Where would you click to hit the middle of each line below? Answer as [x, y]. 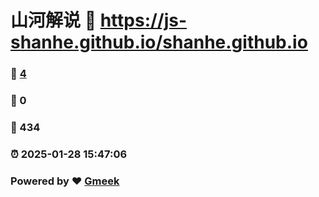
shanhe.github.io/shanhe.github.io [159, 42]
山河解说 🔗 [53, 20]
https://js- [143, 20]
